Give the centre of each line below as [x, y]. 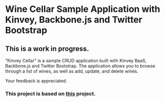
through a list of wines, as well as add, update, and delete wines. [72, 71]
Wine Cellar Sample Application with [83, 9]
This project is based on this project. [50, 94]
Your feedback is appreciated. [36, 81]
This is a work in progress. [47, 49]
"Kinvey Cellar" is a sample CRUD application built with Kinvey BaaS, [76, 60]
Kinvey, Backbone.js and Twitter [74, 20]
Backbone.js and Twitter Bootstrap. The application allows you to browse [80, 66]
